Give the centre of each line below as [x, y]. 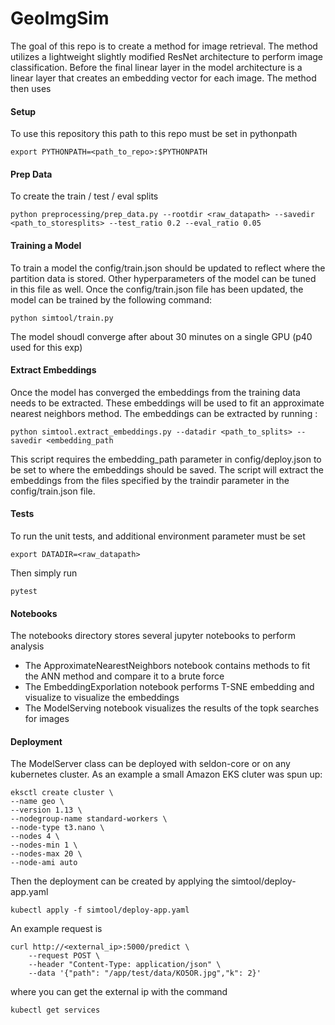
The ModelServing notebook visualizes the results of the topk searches [172, 708]
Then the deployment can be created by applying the [120, 881]
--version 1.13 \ [46, 810]
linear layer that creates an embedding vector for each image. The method [163, 78]
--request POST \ [64, 956]
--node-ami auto [44, 863]
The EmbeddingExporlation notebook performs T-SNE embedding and [169, 687]
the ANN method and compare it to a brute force [124, 676]
